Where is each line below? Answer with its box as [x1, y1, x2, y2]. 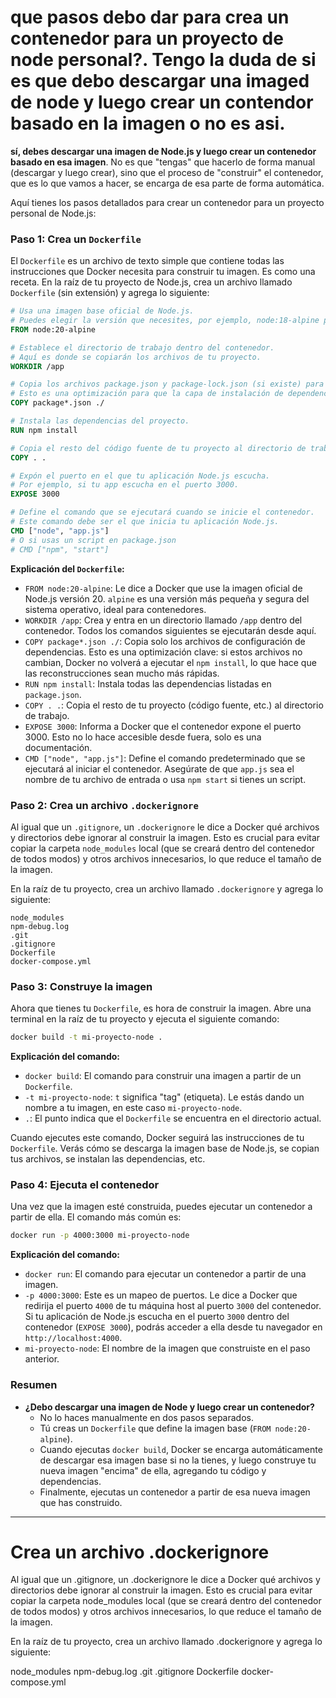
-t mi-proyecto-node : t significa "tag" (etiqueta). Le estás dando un [24, 1091, 305, 1103]
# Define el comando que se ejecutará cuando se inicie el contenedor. [10, 507, 315, 518]
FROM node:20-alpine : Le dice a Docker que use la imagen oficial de [24, 582, 303, 594]
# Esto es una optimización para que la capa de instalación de [10, 389, 284, 399]
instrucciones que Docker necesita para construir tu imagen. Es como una [10, 266, 316, 278]
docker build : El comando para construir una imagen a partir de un [24, 1070, 302, 1082]
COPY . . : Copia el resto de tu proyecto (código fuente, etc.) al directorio [24, 699, 324, 711]
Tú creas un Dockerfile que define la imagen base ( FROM [39, 1422, 272, 1434]
